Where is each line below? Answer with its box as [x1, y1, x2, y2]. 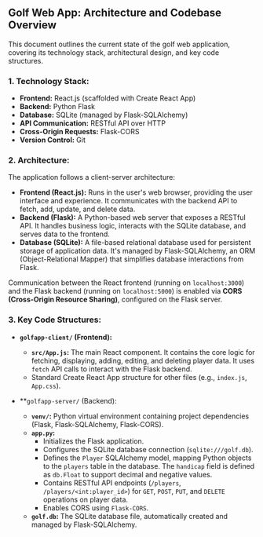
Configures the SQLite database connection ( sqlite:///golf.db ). [42, 444, 254, 454]
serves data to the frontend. [19, 229, 110, 239]
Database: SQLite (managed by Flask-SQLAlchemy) [19, 110, 188, 120]
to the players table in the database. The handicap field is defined [42, 461, 255, 470]
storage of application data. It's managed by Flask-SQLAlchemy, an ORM [19, 247, 256, 256]
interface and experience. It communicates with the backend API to [19, 196, 238, 206]
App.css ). [31, 381, 61, 390]
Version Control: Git [19, 135, 86, 144]
